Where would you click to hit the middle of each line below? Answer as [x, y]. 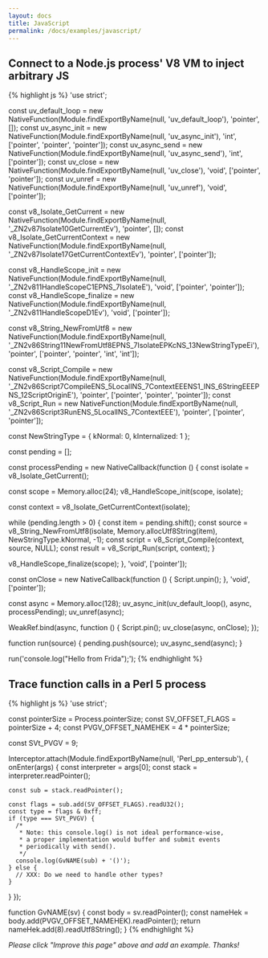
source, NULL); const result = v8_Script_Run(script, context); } [112, 548]
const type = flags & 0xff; [55, 812]
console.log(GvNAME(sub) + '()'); [73, 861]
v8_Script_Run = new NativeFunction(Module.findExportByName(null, [123, 403]
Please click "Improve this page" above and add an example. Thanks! [124, 945]
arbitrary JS [39, 76]
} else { [23, 868]
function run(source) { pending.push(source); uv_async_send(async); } [126, 643]
